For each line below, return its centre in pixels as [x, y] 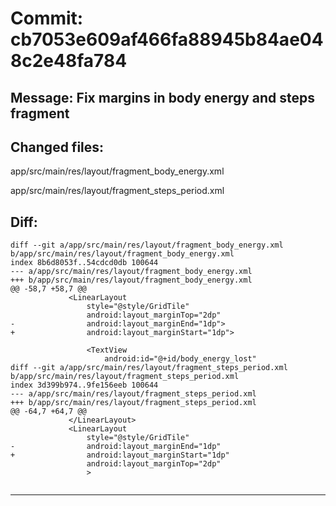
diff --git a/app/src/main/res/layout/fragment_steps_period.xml [149, 368]
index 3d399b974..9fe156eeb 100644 [84, 385]
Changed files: [57, 147]
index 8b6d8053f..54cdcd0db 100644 [84, 263]
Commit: [47, 18]
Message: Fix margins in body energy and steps [163, 97]
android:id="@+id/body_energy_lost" [180, 359]
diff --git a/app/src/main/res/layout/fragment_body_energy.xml [147, 245]
